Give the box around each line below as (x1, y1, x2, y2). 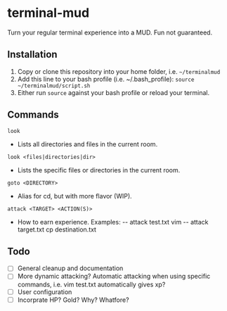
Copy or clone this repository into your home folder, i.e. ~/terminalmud (17, 67, 221, 75)
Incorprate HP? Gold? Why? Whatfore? (17, 296, 129, 304)
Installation (7, 49, 58, 61)
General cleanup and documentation (17, 264, 124, 272)
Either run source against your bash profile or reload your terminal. (17, 88, 209, 96)
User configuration (17, 287, 72, 296)
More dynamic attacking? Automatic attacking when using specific (17, 272, 211, 281)
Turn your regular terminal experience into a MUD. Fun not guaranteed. (7, 28, 213, 37)
